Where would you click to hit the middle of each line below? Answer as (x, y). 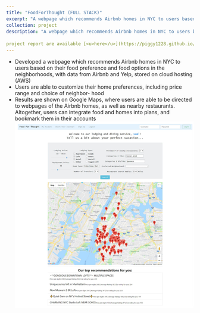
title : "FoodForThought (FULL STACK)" (54, 12)
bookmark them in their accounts (55, 118)
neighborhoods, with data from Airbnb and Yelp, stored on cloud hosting (104, 74)
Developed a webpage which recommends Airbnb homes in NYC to (97, 62)
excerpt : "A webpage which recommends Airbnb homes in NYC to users (93, 19)
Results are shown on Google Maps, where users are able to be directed (103, 99)
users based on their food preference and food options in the (90, 68)
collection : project (32, 25)
